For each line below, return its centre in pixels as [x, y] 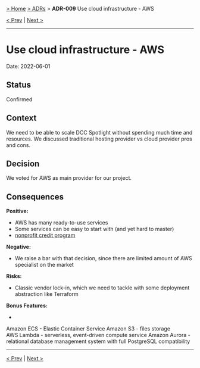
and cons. [18, 145]
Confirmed [19, 99]
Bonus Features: [27, 305]
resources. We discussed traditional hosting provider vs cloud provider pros [99, 139]
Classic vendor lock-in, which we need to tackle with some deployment [102, 288]
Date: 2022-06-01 [28, 66]
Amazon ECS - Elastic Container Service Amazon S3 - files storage [88, 329]
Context [21, 118]
